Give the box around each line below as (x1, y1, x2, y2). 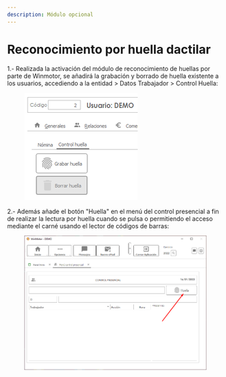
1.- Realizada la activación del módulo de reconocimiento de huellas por (7, 64, 211, 72)
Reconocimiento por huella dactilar (7, 41, 212, 57)
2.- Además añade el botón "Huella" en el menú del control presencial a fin (7, 207, 220, 215)
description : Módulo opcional (7, 11, 94, 18)
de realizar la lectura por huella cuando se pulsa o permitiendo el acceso (7, 214, 213, 223)
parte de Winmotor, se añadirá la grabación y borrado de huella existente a (7, 72, 219, 80)
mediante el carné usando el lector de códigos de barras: (7, 222, 170, 230)
